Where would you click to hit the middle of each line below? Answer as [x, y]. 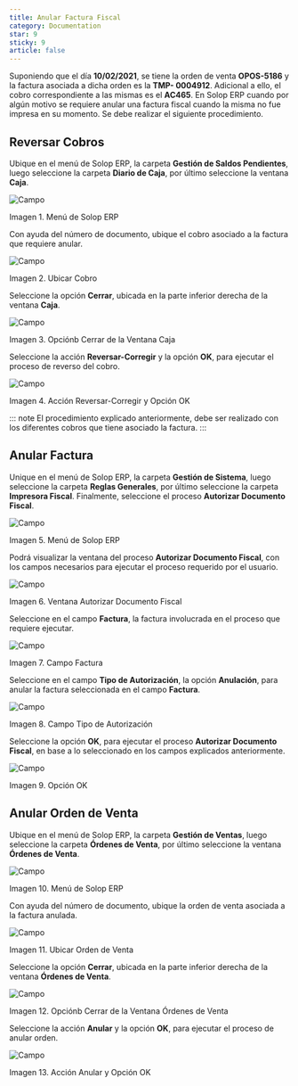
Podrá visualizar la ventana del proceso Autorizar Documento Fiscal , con [145, 557]
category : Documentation [55, 26]
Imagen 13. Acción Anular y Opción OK [80, 1072]
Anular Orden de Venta [74, 814]
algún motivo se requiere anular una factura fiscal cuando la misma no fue [145, 104]
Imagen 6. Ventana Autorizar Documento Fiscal [96, 601]
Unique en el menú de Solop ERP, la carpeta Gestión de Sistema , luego [140, 477]
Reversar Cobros [57, 142]
